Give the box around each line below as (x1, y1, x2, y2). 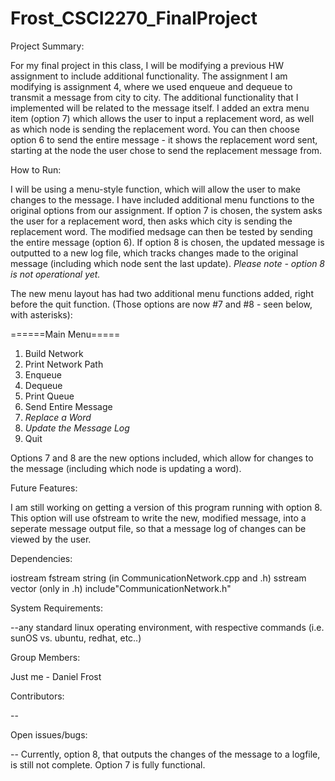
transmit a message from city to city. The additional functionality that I (10, 91, 299, 103)
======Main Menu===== (10, 328, 121, 340)
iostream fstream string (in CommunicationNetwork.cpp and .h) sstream (10, 572, 307, 584)
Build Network (24, 347, 84, 359)
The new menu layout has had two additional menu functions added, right (10, 287, 314, 299)
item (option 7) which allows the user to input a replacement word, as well (10, 112, 315, 124)
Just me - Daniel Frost (10, 670, 102, 682)
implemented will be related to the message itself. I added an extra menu (10, 102, 310, 114)
